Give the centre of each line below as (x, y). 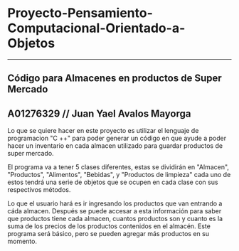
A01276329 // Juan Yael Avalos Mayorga (99, 113)
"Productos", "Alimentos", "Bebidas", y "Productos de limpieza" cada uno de (119, 175)
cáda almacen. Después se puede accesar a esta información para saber (115, 211)
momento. (22, 241)
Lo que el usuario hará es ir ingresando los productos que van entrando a (115, 203)
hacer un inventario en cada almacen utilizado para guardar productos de (115, 146)
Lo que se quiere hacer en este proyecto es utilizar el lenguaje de (103, 131)
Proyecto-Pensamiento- (80, 13)
